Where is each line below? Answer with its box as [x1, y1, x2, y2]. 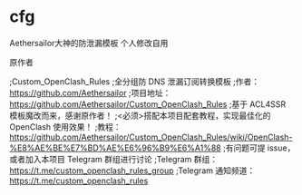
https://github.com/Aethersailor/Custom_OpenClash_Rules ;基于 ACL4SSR [9, 98, 287, 110]
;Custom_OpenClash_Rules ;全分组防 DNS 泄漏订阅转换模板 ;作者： [9, 75, 260, 87]
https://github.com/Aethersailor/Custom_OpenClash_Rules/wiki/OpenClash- [9, 132, 293, 142]
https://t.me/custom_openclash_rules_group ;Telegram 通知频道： [9, 165, 256, 176]
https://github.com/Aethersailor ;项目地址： [9, 87, 171, 98]
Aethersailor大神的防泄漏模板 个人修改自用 [9, 37, 169, 48]
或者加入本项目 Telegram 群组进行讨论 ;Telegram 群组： [9, 153, 219, 164]
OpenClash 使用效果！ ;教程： [9, 121, 122, 132]
